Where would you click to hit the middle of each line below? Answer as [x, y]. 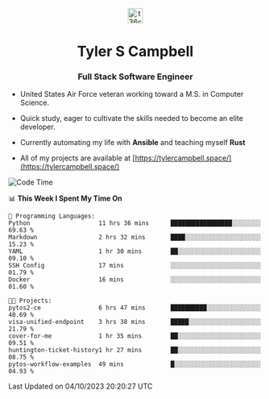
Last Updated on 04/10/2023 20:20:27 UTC [81, 386]
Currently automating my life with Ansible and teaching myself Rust [132, 143]
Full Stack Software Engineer [135, 77]
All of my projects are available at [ [77, 158]
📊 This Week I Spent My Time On [65, 198]
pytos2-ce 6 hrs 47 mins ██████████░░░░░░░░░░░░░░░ [135, 308]
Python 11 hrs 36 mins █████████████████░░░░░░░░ [135, 223]
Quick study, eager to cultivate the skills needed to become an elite [132, 118]
